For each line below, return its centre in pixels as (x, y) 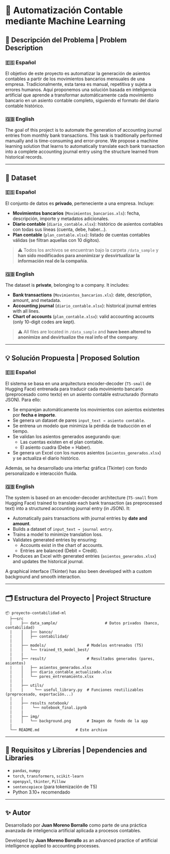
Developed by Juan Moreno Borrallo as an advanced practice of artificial (81, 840)
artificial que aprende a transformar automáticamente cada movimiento (79, 95)
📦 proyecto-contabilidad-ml (36, 613)
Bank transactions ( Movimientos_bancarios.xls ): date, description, (82, 295)
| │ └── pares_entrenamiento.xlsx (52, 676)
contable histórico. (25, 106)
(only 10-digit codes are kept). (44, 322)
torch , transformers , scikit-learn (48, 776)
